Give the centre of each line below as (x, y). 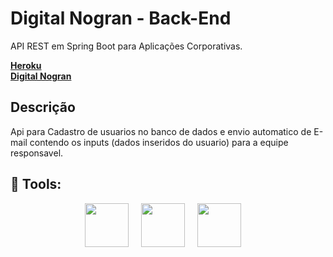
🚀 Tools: (36, 184)
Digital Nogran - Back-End (121, 18)
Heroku (26, 65)
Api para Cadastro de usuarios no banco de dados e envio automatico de (161, 131)
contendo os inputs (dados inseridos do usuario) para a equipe (159, 142)
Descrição (43, 107)
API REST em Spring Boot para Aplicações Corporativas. (126, 46)
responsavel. (37, 153)
